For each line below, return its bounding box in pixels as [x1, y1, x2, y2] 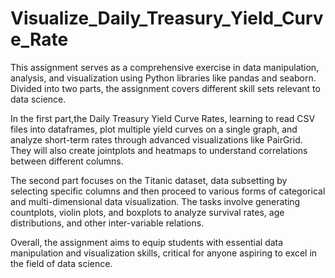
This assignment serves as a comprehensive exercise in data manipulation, [10, 61, 320, 73]
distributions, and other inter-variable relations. [10, 217, 205, 229]
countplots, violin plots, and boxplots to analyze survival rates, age [10, 206, 285, 218]
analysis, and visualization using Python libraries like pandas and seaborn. [10, 72, 317, 84]
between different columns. [10, 155, 124, 167]
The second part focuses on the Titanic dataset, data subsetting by [10, 174, 288, 186]
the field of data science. [10, 257, 113, 269]
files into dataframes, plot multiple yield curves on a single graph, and [10, 123, 298, 135]
